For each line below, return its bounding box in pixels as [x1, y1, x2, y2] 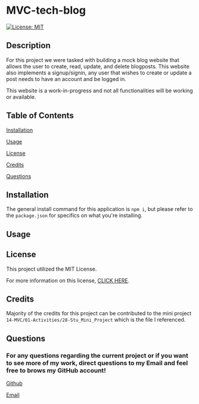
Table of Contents [6, 111, 74, 121]
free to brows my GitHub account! [6, 366, 106, 374]
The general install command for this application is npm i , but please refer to [6, 206, 193, 213]
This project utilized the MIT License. [6, 265, 97, 272]
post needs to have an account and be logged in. [6, 75, 126, 82]
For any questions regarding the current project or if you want [6, 351, 189, 359]
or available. [6, 93, 36, 100]
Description [6, 41, 51, 51]
